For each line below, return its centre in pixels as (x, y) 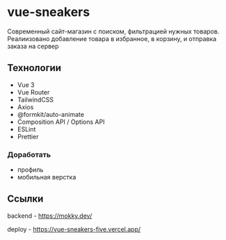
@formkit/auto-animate (51, 114)
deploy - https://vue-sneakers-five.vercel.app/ (74, 229)
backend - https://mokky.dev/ (50, 216)
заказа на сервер (33, 46)
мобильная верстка (47, 177)
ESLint (26, 129)
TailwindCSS (35, 99)
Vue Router (33, 92)
